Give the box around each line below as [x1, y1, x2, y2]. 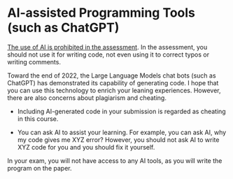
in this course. [17, 114, 59, 123]
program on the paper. [7, 164, 72, 172]
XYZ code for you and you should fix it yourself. [17, 143, 155, 151]
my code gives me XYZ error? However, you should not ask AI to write [17, 135, 220, 144]
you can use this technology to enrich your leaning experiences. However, [7, 86, 221, 94]
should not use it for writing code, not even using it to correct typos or [7, 50, 210, 59]
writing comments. [7, 57, 62, 66]
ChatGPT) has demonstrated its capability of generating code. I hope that [7, 78, 219, 87]
